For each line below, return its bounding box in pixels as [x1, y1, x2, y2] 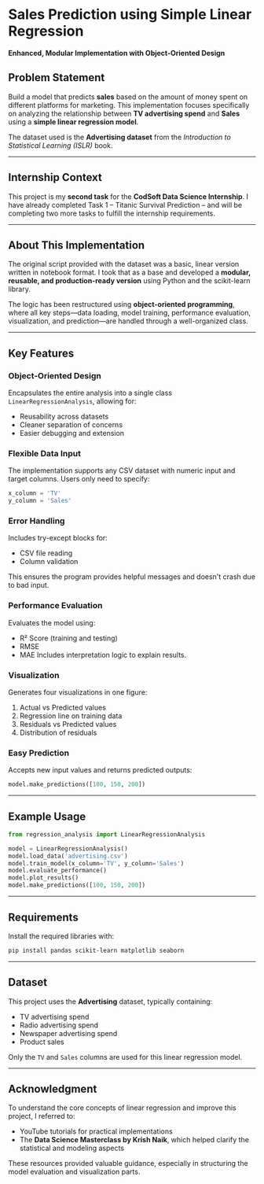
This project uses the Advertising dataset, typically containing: [8, 997, 213, 1006]
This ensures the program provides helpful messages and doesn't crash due [8, 572, 255, 581]
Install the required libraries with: [8, 931, 115, 941]
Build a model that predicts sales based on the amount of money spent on [8, 92, 248, 101]
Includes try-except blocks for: [8, 533, 108, 543]
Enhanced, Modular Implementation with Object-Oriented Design [8, 48, 225, 57]
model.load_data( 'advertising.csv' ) [8, 852, 128, 860]
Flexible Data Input [8, 448, 81, 459]
